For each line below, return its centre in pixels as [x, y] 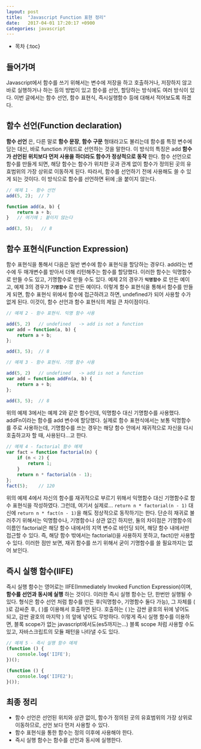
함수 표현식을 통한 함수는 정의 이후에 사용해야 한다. [74, 733]
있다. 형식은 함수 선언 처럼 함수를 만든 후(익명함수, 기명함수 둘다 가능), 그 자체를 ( [101, 602]
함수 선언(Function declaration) [64, 126]
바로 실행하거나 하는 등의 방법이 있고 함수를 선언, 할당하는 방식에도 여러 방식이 [97, 90]
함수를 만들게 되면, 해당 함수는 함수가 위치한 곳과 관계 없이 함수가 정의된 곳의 [96, 164]
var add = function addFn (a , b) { [49, 378]
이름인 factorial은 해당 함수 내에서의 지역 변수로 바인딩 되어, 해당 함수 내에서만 [98, 528]
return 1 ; [40, 464]
